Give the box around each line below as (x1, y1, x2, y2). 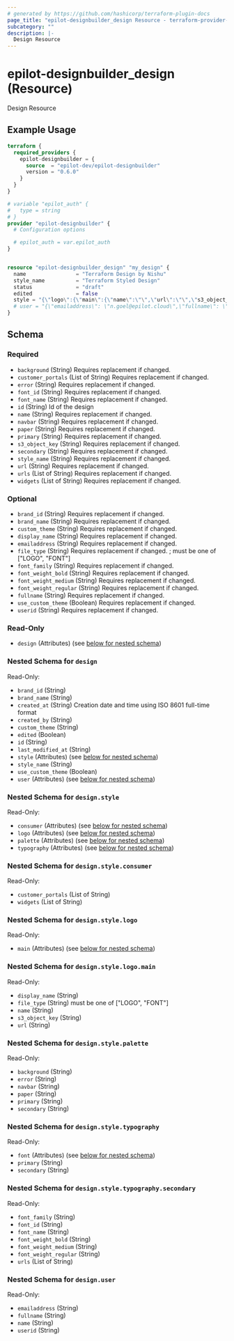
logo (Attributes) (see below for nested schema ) (17, 828, 155, 837)
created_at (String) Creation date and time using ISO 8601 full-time (17, 701, 210, 709)
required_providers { (13, 149, 77, 156)
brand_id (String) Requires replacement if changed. (17, 509, 165, 518)
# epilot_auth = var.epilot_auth (13, 239, 111, 246)
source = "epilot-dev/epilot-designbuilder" (25, 162, 160, 169)
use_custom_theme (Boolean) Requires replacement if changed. (17, 598, 196, 607)
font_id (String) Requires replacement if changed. (17, 387, 162, 396)
